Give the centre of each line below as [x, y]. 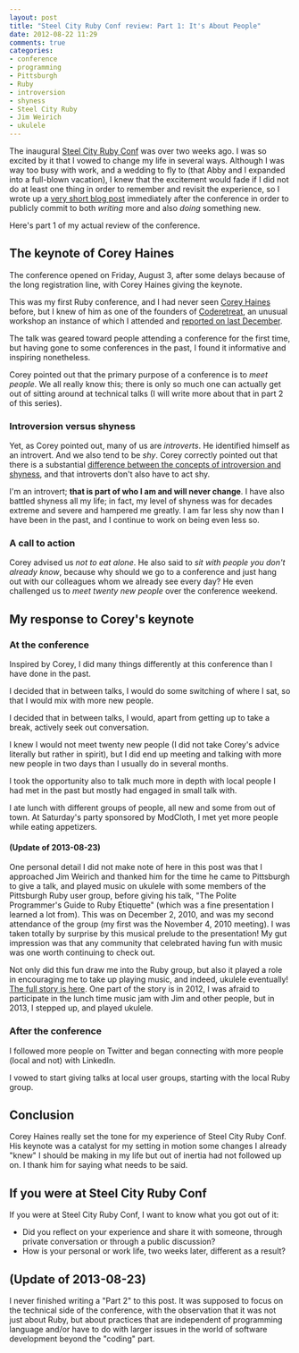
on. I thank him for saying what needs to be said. [99, 1165]
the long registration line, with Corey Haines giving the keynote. [126, 284]
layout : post [33, 17]
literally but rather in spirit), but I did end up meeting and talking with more [145, 754]
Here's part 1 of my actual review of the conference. [105, 225]
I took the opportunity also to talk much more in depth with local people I [143, 781]
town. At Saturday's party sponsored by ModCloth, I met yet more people [144, 817]
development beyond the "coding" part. [82, 1339]
